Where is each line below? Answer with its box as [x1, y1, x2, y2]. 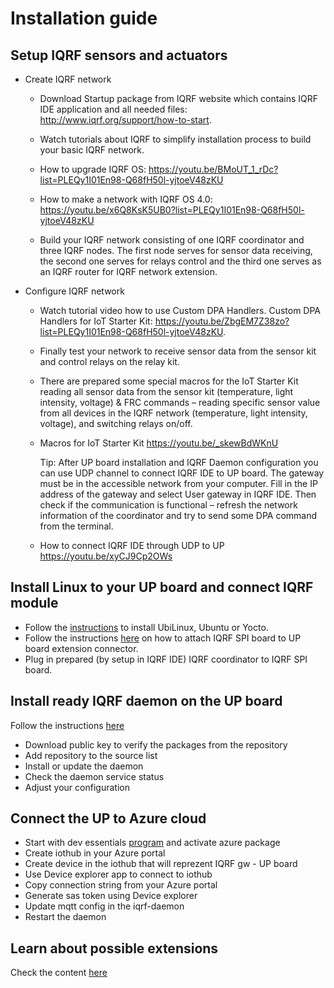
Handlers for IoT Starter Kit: [39, 315, 153, 327]
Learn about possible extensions [10, 940, 219, 957]
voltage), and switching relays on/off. [39, 418, 193, 429]
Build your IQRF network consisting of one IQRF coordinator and [39, 234, 305, 246]
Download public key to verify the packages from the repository [24, 738, 288, 751]
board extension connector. [24, 642, 139, 654]
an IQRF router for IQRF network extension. [39, 266, 218, 277]
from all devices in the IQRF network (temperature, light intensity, [39, 407, 308, 419]
